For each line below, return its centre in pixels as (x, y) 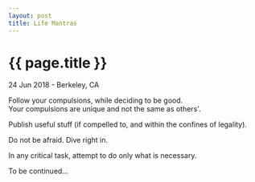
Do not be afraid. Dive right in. (58, 140)
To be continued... (38, 171)
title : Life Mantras (43, 23)
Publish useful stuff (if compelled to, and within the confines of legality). (128, 124)
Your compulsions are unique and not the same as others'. (105, 109)
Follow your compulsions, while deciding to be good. (96, 100)
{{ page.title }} (58, 63)
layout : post (30, 16)
